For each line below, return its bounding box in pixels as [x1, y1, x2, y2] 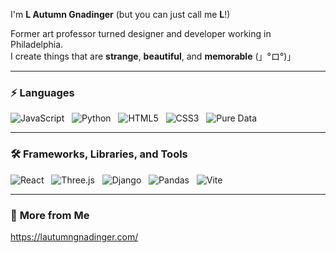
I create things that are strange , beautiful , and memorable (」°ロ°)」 [10, 50, 297, 62]
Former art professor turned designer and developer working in [10, 28, 272, 39]
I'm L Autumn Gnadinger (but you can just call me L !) [10, 9, 231, 20]
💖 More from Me [10, 208, 90, 222]
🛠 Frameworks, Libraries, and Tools [10, 147, 188, 161]
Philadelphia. [10, 39, 64, 50]
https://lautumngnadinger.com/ [10, 230, 139, 243]
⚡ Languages [10, 85, 75, 99]
